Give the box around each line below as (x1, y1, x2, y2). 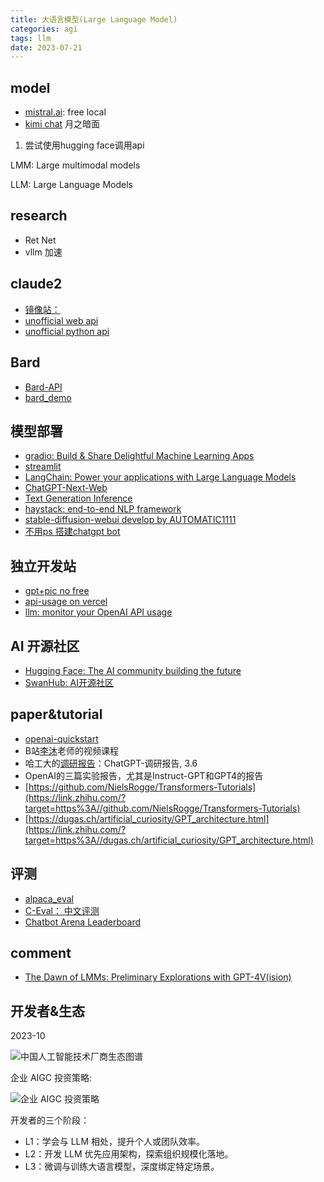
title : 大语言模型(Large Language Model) (10, 14, 178, 25)
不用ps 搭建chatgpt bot (24, 526, 121, 538)
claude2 (10, 276, 63, 293)
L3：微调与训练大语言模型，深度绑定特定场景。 (24, 1161, 220, 1173)
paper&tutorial (10, 706, 103, 723)
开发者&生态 (10, 1002, 86, 1020)
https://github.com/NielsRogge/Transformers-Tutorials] (28, 781, 257, 793)
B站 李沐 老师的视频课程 (24, 744, 119, 756)
